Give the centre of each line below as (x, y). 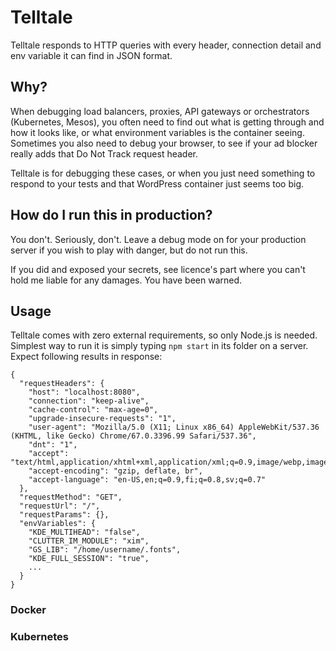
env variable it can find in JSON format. (91, 55)
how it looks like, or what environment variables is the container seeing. (157, 132)
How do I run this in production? (111, 215)
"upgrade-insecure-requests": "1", (102, 419)
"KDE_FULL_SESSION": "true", (89, 559)
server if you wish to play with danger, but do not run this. (129, 250)
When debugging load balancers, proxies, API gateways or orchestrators (160, 111)
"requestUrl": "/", (60, 506)
